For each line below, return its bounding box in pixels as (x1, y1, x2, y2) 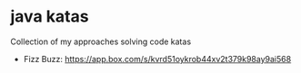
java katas (10, 6, 89, 27)
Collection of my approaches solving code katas (10, 36, 192, 47)
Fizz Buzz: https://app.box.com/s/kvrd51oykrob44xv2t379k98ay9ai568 (23, 53, 292, 64)
